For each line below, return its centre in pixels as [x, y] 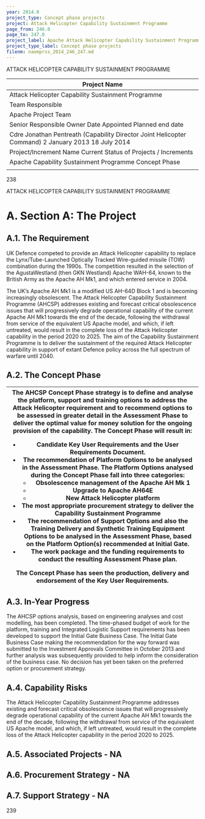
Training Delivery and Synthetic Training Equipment [108, 528]
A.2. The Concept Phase [54, 375]
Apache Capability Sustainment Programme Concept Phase [95, 161]
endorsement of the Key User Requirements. [103, 580]
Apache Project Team [40, 114]
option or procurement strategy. [46, 669]
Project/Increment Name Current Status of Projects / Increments [101, 152]
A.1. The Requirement [48, 238]
